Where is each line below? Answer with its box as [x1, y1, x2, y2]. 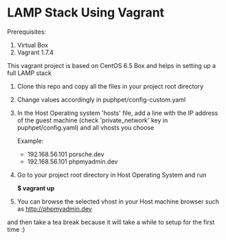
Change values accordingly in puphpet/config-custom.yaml [16, 95, 186, 104]
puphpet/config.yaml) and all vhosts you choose [16, 123, 155, 131]
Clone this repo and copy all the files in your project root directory [16, 82, 204, 90]
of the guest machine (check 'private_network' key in [16, 116, 168, 124]
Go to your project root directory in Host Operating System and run [16, 171, 207, 179]
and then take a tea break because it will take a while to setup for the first [7, 218, 215, 226]
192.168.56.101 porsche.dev [27, 150, 104, 158]
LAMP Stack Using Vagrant [7, 5, 165, 21]
